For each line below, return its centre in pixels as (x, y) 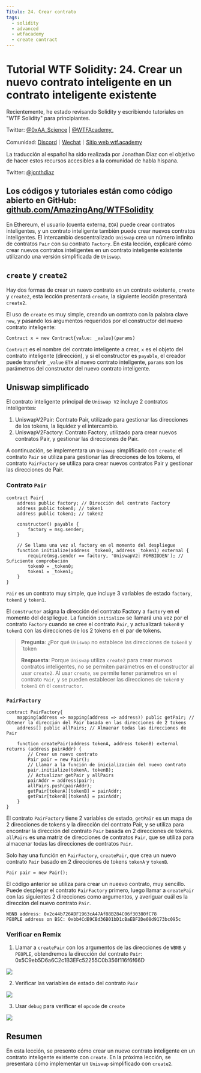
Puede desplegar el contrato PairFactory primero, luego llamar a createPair (100, 890)
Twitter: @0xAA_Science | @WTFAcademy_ (60, 129)
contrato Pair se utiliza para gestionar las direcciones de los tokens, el (93, 457)
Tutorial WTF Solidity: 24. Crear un (94, 69)
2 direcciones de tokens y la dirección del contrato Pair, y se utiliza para (95, 824)
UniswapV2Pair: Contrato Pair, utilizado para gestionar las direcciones (101, 420)
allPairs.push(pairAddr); (60, 786)
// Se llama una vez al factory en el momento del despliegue (96, 545)
